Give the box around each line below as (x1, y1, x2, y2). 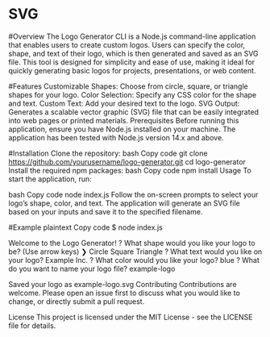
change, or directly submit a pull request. (8, 296, 145, 306)
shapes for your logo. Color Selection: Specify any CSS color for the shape (8, 89, 257, 99)
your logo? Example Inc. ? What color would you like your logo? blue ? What (8, 255, 260, 264)
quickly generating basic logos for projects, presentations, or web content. (8, 65, 256, 75)
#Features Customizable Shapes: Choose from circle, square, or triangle (8, 81, 248, 91)
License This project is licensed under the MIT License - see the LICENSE (8, 312, 253, 322)
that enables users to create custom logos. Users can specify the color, (8, 40, 246, 49)
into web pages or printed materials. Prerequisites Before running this (8, 115, 239, 125)
